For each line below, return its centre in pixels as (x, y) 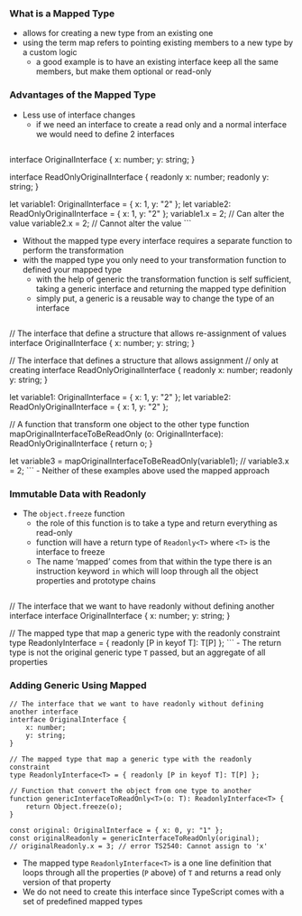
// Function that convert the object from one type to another (131, 791)
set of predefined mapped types (82, 902)
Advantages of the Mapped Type (82, 95)
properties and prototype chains (96, 580)
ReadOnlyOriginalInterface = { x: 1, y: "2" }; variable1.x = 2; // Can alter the (147, 213)
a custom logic (50, 52)
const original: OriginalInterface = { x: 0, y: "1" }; (116, 831)
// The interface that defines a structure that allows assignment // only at (144, 360)
